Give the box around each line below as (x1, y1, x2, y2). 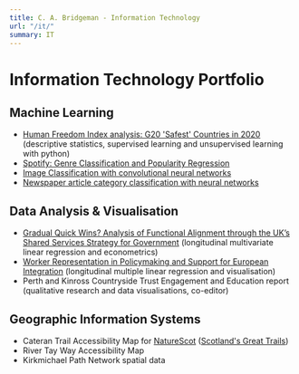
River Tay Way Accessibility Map (22, 345, 145, 356)
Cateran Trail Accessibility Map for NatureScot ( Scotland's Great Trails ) (22, 336, 289, 346)
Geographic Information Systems (9, 312, 201, 327)
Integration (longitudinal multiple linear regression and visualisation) (22, 266, 276, 277)
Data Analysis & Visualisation (9, 203, 179, 218)
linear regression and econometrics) (22, 246, 159, 258)
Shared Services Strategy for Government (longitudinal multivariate (22, 237, 274, 248)
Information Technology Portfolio (9, 69, 265, 90)
